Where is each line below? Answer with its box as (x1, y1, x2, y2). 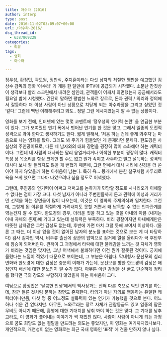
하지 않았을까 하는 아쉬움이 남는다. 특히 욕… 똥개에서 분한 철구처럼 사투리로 (14, 168, 162, 174)
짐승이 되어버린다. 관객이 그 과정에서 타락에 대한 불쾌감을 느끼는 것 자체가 (10, 241, 153, 247)
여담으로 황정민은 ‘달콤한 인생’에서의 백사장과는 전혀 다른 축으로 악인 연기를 (5, 283, 153, 289)
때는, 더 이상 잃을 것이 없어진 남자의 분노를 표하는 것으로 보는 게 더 (16, 228, 149, 234)
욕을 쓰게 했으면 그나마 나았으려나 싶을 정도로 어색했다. (5, 175, 111, 181)
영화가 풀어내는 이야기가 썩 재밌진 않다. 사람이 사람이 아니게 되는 (25, 314, 153, 320)
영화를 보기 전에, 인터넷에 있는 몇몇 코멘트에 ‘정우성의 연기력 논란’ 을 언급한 (5, 118, 153, 124)
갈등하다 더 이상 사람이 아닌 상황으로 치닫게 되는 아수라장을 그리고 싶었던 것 (10, 102, 162, 108)
